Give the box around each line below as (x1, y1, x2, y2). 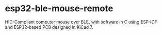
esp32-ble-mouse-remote (5, 3, 113, 14)
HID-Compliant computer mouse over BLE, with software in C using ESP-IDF (5, 19, 158, 25)
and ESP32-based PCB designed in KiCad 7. (5, 24, 93, 30)
